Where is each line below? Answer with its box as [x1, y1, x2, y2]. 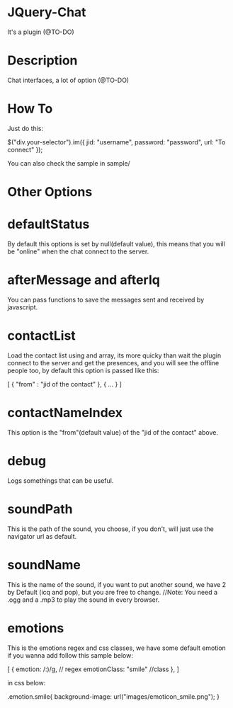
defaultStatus [7, 217, 90, 232]
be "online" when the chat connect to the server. [7, 247, 149, 256]
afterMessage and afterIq [7, 272, 161, 288]
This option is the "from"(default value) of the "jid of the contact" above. [7, 428, 218, 436]
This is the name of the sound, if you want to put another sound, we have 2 [7, 580, 227, 588]
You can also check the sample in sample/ [7, 159, 131, 167]
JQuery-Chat [7, 4, 86, 21]
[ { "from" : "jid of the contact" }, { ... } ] [7, 379, 123, 388]
